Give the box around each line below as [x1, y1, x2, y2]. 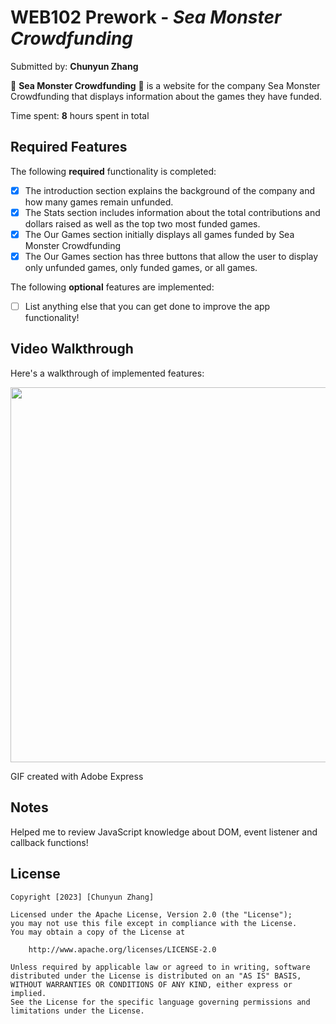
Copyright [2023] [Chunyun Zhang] [10, 892, 155, 902]
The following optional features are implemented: [10, 281, 215, 293]
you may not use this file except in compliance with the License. [10, 918, 298, 928]
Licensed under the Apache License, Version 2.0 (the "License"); [10, 909, 293, 920]
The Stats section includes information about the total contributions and [24, 206, 321, 218]
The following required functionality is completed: [10, 165, 217, 177]
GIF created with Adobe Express [10, 770, 144, 782]
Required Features [10, 139, 128, 156]
